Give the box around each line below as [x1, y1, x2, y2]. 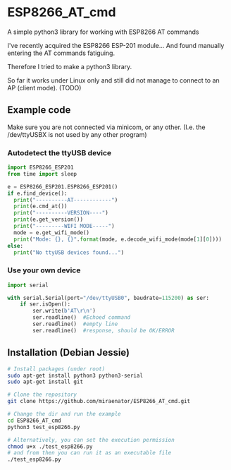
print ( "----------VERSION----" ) [13, 210, 109, 217]
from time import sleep [7, 170, 77, 177]
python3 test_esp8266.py [7, 423, 80, 430]
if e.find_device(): [7, 190, 68, 197]
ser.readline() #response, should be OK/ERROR [32, 327, 175, 334]
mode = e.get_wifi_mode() [13, 229, 90, 236]
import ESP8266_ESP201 [7, 164, 74, 171]
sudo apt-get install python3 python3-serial [7, 372, 143, 379]
